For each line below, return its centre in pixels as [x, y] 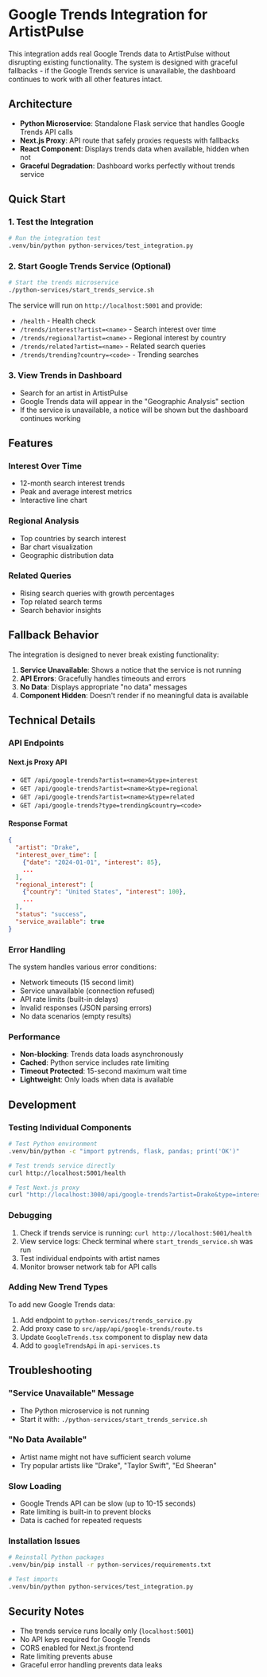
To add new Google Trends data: [62, 1304]
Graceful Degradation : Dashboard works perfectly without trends [128, 166]
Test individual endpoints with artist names [90, 1258]
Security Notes [46, 1612]
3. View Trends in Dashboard [65, 375]
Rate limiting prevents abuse [66, 1656]
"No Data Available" [48, 1439]
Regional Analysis [44, 521]
